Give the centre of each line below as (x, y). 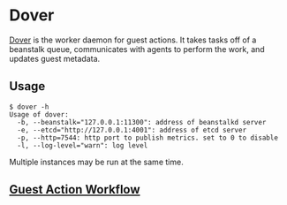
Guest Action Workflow (75, 190)
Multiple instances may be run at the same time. (96, 162)
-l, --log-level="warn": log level (83, 145)
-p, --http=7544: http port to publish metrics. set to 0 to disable (147, 138)
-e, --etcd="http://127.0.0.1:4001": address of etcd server (132, 130)
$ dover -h (29, 107)
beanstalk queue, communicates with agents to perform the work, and (137, 49)
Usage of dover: (39, 114)
